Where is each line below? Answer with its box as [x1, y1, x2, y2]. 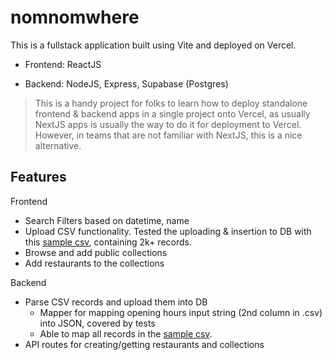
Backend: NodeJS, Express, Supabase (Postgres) [24, 77, 229, 90]
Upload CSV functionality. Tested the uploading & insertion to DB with [24, 225, 312, 237]
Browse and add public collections [24, 246, 168, 258]
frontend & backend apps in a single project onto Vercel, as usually [34, 107, 311, 120]
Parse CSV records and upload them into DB [24, 296, 208, 308]
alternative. [34, 139, 82, 151]
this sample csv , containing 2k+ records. [24, 236, 192, 248]
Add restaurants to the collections [24, 257, 165, 269]
